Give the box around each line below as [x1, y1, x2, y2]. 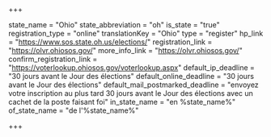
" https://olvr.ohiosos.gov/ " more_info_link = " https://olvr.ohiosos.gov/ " [8, 46, 243, 55]
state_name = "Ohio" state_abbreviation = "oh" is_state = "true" [8, 20, 220, 29]
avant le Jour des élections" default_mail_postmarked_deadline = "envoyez [8, 80, 259, 89]
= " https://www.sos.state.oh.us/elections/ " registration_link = [8, 37, 213, 47]
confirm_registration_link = [8, 54, 98, 64]
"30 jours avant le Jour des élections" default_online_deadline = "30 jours [8, 72, 255, 81]
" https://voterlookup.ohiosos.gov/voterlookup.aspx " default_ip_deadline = [8, 63, 255, 73]
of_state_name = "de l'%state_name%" [8, 106, 139, 115]
